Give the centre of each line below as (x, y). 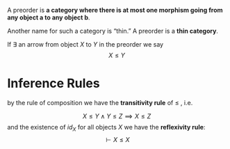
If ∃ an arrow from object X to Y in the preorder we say (85, 44)
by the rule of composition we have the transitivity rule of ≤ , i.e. (100, 102)
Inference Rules (54, 84)
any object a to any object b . (49, 17)
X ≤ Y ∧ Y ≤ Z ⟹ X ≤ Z (117, 116)
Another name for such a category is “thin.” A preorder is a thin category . (113, 31)
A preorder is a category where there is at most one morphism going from (115, 10)
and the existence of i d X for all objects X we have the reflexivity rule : (106, 128)
